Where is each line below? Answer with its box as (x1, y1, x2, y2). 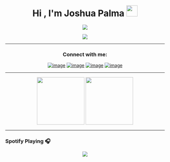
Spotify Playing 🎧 (5, 138, 51, 145)
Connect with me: (62, 51, 108, 58)
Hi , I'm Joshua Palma (32, 8, 125, 19)
